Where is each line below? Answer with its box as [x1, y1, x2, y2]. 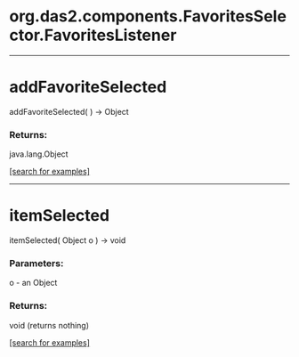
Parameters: [9, 257, 64, 270]
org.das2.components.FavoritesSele [9, 6, 287, 27]
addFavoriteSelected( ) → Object [9, 106, 129, 117]
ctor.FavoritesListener [9, 25, 177, 45]
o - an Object [9, 278, 58, 288]
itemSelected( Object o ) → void [9, 235, 126, 246]
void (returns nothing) [9, 320, 90, 330]
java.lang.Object [9, 149, 69, 159]
